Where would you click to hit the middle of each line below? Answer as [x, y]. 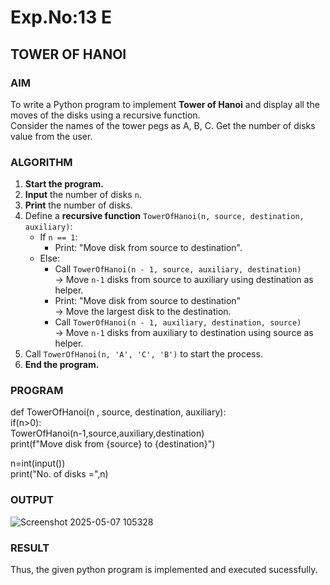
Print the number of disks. [78, 205]
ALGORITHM [41, 162]
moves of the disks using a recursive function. [105, 115]
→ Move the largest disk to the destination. [143, 312]
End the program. [62, 365]
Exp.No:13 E [61, 17]
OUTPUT [32, 500]
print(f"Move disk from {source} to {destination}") [113, 444]
